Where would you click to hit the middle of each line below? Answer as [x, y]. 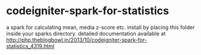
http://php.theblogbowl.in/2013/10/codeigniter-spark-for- [77, 40]
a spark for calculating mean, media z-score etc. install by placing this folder [100, 27]
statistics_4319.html [31, 46]
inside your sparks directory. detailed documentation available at [86, 33]
